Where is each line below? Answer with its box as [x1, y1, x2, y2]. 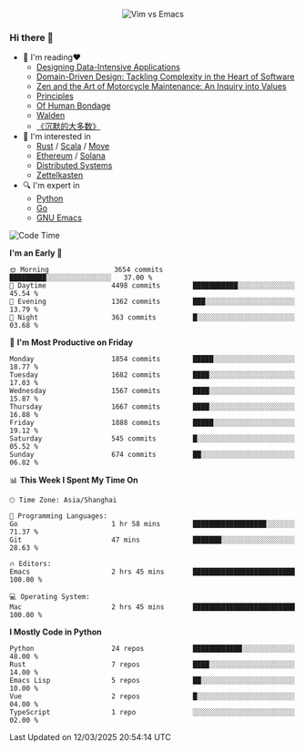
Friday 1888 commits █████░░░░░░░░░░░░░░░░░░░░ [9, 419, 296, 428]
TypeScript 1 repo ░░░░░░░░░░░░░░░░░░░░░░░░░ [9, 708, 296, 717]
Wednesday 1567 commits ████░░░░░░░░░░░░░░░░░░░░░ [9, 387, 296, 396]
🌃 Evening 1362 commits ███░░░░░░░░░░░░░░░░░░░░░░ [9, 297, 296, 307]
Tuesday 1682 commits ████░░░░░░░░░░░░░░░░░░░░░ [9, 370, 296, 380]
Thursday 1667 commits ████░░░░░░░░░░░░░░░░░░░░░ [9, 402, 296, 411]
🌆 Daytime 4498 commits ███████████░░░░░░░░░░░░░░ [9, 281, 296, 290]
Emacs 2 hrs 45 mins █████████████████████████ [9, 567, 296, 577]
